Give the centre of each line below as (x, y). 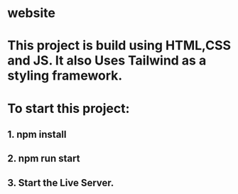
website (31, 13)
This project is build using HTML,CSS (119, 46)
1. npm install (37, 134)
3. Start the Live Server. (61, 183)
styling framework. (65, 76)
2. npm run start (44, 159)
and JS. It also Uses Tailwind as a (107, 61)
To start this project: (69, 108)
